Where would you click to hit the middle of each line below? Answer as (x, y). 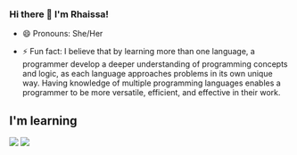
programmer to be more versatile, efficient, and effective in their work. (151, 93)
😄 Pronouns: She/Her (62, 34)
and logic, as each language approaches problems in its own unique (148, 74)
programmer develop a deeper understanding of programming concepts (155, 64)
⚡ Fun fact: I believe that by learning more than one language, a (139, 52)
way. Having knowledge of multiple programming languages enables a (151, 83)
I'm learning (43, 121)
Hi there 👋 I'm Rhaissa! (59, 14)
